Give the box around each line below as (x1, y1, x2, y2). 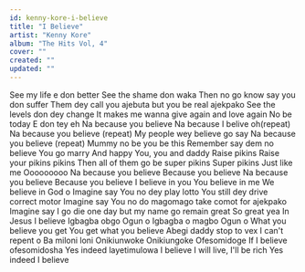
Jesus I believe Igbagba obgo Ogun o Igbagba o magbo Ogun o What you (9, 215, 287, 226)
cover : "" (9, 47, 47, 57)
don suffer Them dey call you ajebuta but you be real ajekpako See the (9, 99, 276, 110)
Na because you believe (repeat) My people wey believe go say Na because (9, 128, 297, 139)
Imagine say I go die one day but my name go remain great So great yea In (9, 205, 289, 216)
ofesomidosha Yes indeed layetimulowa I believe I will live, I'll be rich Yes (9, 244, 284, 256)
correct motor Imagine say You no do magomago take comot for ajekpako (9, 195, 288, 206)
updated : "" (9, 65, 55, 74)
